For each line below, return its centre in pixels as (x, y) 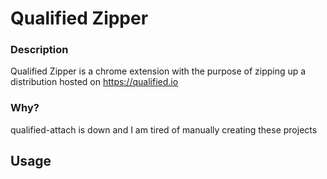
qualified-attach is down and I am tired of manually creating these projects (164, 129)
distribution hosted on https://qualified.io (94, 82)
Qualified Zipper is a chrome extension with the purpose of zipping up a (158, 71)
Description (39, 50)
